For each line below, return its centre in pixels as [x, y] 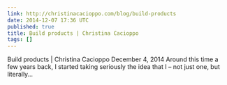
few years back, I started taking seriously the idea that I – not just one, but [113, 67]
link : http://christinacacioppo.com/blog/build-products [92, 14]
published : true [31, 26]
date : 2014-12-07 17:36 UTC [48, 20]
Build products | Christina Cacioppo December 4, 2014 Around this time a [113, 59]
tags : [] [20, 40]
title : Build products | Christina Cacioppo [73, 33]
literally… [20, 75]
